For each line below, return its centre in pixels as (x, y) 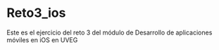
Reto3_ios (36, 13)
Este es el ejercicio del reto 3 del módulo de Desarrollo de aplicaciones (109, 32)
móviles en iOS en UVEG (42, 39)
